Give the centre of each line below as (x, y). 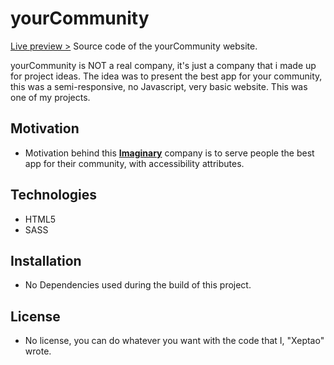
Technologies (54, 195)
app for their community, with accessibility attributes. (134, 163)
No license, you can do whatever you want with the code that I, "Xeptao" (174, 341)
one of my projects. (50, 97)
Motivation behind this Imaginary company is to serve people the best (169, 153)
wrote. (38, 351)
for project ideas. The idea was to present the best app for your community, (166, 76)
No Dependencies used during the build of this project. (138, 285)
